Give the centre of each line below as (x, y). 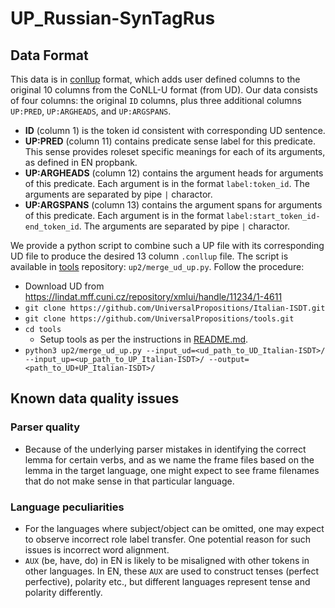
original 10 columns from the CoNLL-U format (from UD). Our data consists (164, 90)
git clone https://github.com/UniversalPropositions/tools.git (159, 319)
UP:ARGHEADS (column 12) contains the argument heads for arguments (174, 173)
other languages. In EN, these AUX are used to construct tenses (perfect (172, 571)
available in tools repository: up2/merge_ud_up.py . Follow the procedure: (157, 266)
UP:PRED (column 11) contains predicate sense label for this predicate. (170, 141)
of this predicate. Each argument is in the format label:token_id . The (167, 183)
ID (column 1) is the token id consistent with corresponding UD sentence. (175, 130)
